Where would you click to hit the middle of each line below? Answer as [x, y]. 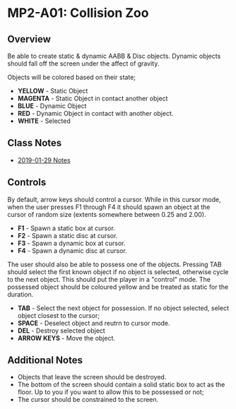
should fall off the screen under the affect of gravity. [83, 64]
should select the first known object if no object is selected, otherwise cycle [118, 272]
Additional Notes [45, 361]
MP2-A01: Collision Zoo [78, 13]
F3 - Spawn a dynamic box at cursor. [71, 243]
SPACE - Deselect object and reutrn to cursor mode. [94, 323]
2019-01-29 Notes [44, 160]
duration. [20, 294]
